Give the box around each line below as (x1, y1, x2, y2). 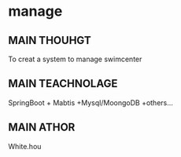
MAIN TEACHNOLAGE (8, 77, 118, 90)
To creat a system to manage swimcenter (8, 54, 142, 64)
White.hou (8, 141, 42, 151)
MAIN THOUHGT (8, 34, 92, 47)
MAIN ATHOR (8, 121, 76, 134)
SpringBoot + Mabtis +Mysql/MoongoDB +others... (8, 97, 173, 108)
